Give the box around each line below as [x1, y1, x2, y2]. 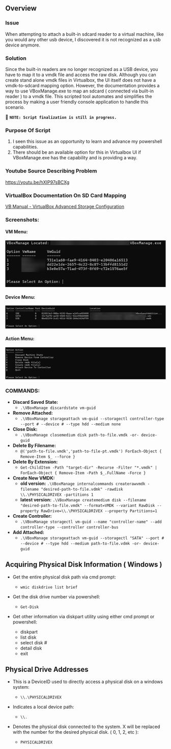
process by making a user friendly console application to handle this [5, 99, 149, 105]
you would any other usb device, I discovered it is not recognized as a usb [5, 36, 161, 42]
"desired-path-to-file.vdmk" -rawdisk [41, 487, 123, 492]
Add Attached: [12, 529, 45, 535]
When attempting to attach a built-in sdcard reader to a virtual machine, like [5, 31, 164, 37]
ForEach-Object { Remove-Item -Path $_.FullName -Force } [20, 470, 146, 475]
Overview [5, 4, 37, 13]
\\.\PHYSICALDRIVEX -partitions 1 [20, 492, 94, 497]
